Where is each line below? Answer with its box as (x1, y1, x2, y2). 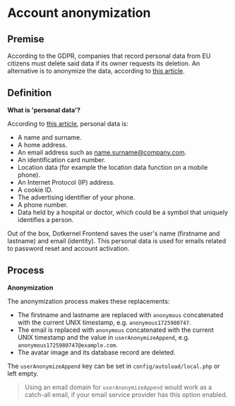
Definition (7, 87, 52, 99)
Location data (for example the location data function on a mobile (17, 163, 208, 171)
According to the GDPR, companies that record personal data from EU (7, 51, 211, 60)
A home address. (17, 140, 68, 149)
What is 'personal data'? (7, 106, 81, 114)
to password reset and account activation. (7, 244, 130, 252)
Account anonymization (7, 5, 151, 21)
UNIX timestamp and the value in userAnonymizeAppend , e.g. (17, 333, 190, 341)
